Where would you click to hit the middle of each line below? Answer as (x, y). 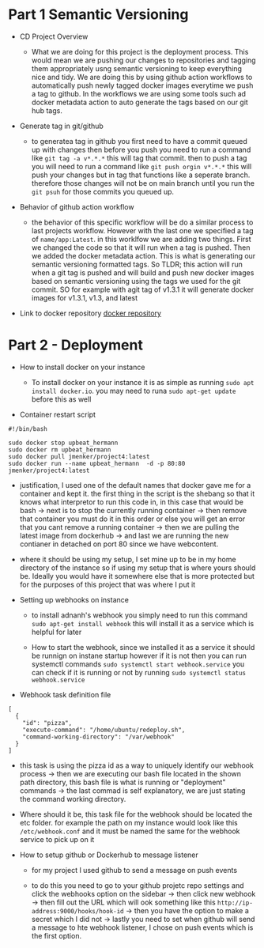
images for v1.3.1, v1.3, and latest (85, 297)
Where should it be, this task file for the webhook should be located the (136, 814)
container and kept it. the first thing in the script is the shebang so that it (137, 493)
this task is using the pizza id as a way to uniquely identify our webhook (137, 765)
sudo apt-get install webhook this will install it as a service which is (143, 623)
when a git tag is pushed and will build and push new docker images (143, 272)
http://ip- (235, 903)
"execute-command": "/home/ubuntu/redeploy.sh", (104, 730)
